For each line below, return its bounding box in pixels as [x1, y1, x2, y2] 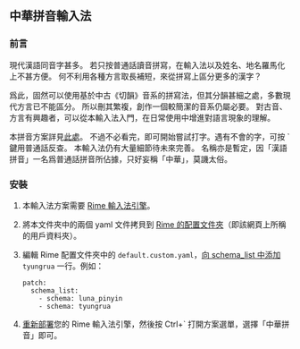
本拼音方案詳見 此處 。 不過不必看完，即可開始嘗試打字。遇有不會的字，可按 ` [9, 131, 290, 141]
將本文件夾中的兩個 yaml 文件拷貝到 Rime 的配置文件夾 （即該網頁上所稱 [21, 218, 287, 230]
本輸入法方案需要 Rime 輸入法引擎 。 [21, 200, 155, 210]
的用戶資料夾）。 [21, 230, 82, 241]
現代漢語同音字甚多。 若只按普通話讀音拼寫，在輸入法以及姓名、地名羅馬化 [9, 59, 286, 70]
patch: [21, 278, 47, 287]
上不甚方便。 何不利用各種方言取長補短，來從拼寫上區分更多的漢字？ [9, 71, 262, 81]
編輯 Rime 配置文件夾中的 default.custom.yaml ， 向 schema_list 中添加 [21, 249, 281, 260]
